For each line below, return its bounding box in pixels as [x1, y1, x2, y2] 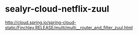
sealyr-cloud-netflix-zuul [5, 3, 109, 15]
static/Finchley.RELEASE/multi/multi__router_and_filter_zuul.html [5, 24, 133, 30]
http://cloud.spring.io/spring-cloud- [5, 19, 77, 25]
